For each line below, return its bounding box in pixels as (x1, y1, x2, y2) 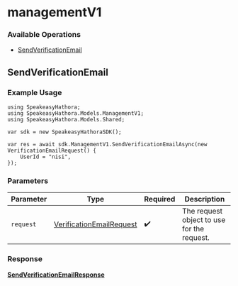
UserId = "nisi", (20, 153, 72, 160)
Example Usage (7, 87, 62, 97)
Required (144, 194, 176, 204)
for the (181, 224, 205, 234)
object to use (181, 215, 226, 225)
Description (184, 194, 225, 204)
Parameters (7, 176, 48, 186)
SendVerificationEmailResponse (7, 270, 105, 279)
